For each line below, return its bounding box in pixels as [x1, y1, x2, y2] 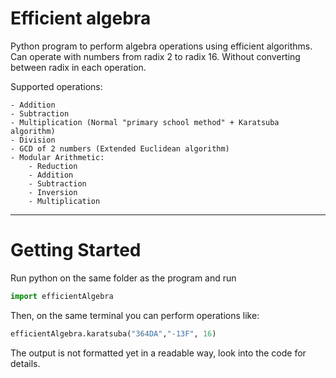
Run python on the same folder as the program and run [10, 272, 237, 284]
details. [10, 357, 41, 369]
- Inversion [28, 187, 78, 197]
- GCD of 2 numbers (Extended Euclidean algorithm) [10, 143, 230, 154]
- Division [10, 135, 56, 145]
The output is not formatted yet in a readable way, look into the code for [10, 347, 307, 359]
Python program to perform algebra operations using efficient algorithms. [10, 40, 313, 52]
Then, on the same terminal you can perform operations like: [10, 309, 260, 321]
